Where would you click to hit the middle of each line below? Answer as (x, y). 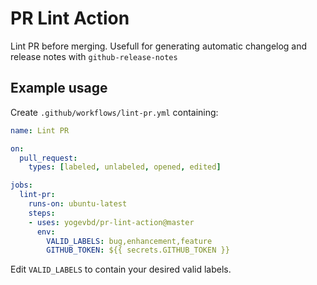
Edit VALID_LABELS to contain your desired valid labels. (121, 269)
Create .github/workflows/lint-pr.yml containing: (114, 112)
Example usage (59, 88)
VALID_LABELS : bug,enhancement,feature (129, 241)
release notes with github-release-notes (94, 56)
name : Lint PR (40, 130)
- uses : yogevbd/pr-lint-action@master (111, 222)
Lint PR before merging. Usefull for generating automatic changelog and (159, 46)
